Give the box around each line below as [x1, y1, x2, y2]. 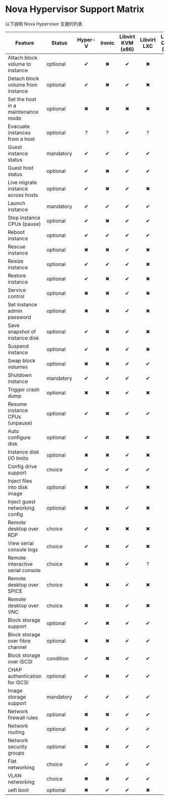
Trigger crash [8, 386, 40, 393]
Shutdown [8, 371, 32, 378]
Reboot [8, 228, 25, 235]
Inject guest [8, 498, 36, 505]
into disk [8, 484, 28, 491]
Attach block [8, 54, 38, 61]
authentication [8, 673, 42, 680]
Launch [8, 199, 26, 207]
